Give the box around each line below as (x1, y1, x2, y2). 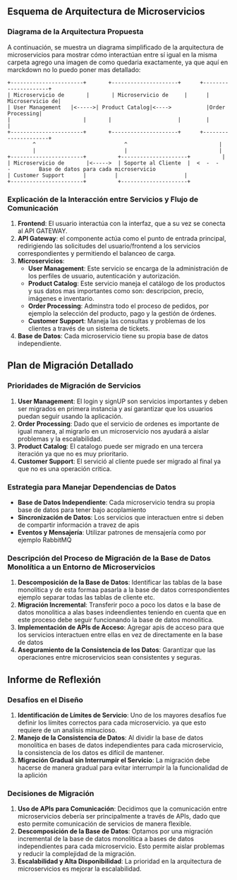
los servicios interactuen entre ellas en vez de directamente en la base (17, 631, 224, 639)
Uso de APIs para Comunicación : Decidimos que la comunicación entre (17, 804, 228, 813)
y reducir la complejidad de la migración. (17, 850, 136, 858)
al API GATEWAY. (17, 226, 68, 235)
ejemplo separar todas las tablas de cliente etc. (17, 593, 155, 602)
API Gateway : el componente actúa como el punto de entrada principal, (17, 234, 226, 242)
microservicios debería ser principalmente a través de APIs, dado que (17, 812, 221, 821)
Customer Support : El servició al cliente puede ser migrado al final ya (17, 457, 221, 465)
